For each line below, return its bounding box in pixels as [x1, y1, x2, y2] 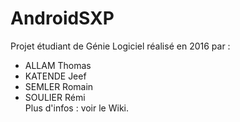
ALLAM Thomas [24, 59, 92, 71]
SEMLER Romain [24, 80, 94, 92]
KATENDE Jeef [24, 70, 87, 82]
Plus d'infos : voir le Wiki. [24, 102, 130, 114]
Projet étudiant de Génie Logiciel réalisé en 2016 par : [10, 40, 231, 52]
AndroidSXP [10, 7, 115, 30]
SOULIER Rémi [24, 91, 86, 103]
